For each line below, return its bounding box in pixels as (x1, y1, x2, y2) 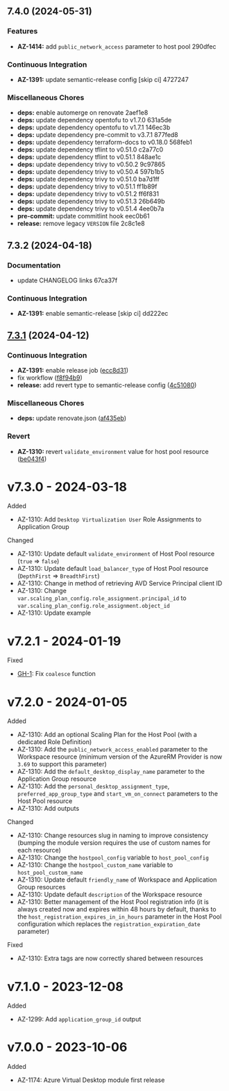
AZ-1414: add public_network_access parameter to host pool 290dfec (17, 42, 217, 51)
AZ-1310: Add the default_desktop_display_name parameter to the (17, 768, 205, 776)
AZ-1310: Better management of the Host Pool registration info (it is (17, 898, 210, 906)
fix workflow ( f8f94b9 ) (17, 373, 83, 382)
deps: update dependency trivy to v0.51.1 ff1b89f (17, 182, 158, 191)
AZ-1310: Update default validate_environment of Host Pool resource (17, 549, 215, 558)
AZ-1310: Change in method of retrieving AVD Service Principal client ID (17, 579, 223, 588)
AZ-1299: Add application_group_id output (17, 1015, 142, 1024)
